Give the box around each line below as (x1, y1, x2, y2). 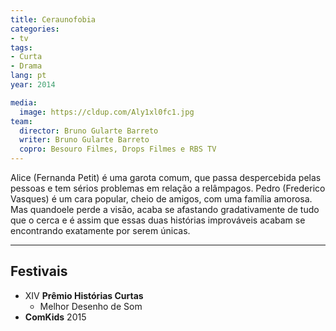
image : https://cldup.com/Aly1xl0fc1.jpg (19, 107, 195, 117)
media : (10, 97, 38, 108)
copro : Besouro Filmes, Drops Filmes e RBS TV (19, 144, 217, 155)
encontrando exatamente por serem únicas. (10, 225, 191, 236)
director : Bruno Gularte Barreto (19, 126, 159, 136)
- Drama (10, 61, 43, 71)
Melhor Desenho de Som (39, 300, 143, 312)
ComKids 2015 (24, 311, 87, 323)
